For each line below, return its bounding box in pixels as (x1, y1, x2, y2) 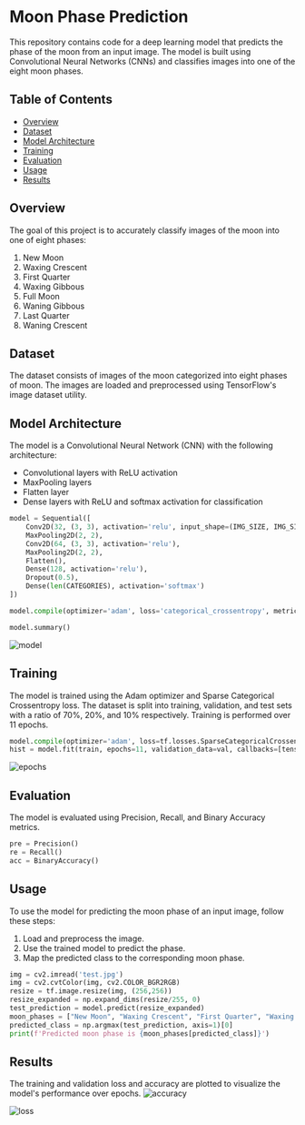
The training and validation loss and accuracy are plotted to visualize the (9, 1079, 281, 1090)
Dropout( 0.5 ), (25, 573, 79, 583)
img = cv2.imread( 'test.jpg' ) (9, 969, 124, 979)
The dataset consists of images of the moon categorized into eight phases (9, 370, 288, 381)
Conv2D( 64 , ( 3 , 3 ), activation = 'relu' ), (25, 539, 181, 548)
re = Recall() (9, 847, 64, 856)
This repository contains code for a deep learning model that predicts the (9, 36, 283, 47)
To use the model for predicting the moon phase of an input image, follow (9, 906, 284, 917)
